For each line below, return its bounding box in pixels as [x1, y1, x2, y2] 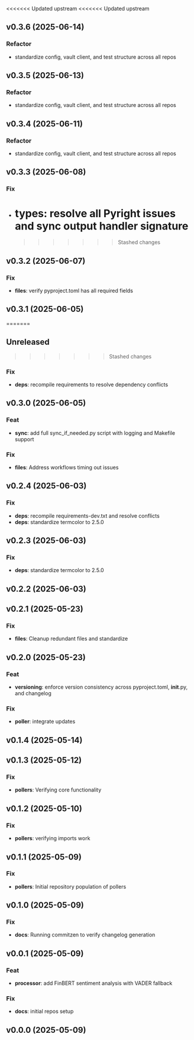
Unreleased [6, 337, 50, 347]
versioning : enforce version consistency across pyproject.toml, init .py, [14, 683, 188, 691]
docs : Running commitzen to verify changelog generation [14, 931, 156, 938]
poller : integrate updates [14, 718, 76, 725]
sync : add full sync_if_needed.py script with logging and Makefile [14, 429, 176, 437]
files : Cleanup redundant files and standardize [14, 635, 128, 642]
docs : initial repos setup [14, 1008, 74, 1015]
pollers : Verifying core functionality [14, 786, 102, 793]
